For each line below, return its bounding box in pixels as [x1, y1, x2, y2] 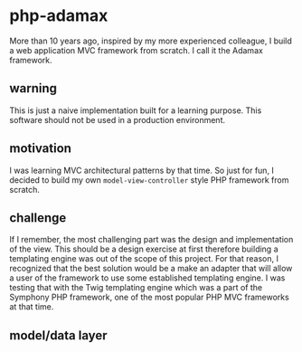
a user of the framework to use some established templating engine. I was [9, 272, 286, 283]
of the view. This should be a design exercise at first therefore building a [9, 243, 278, 254]
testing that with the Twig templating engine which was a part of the [9, 282, 263, 293]
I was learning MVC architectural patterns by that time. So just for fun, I [9, 165, 274, 176]
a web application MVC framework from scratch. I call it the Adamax [9, 44, 264, 55]
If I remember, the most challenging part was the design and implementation [9, 234, 294, 245]
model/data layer [9, 328, 108, 343]
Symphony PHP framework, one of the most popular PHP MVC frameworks [9, 291, 289, 303]
